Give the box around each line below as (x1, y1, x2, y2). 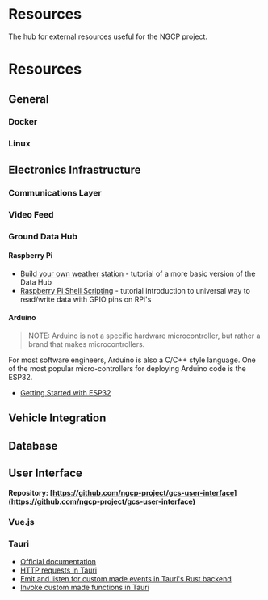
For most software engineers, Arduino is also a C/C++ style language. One (8, 355, 257, 365)
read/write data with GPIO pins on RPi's (19, 294, 152, 304)
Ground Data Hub (8, 230, 78, 242)
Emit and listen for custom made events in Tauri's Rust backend (19, 573, 232, 583)
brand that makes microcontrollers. (27, 339, 145, 349)
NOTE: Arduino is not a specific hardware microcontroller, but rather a (27, 331, 261, 340)
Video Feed (8, 209, 54, 220)
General (8, 92, 50, 106)
